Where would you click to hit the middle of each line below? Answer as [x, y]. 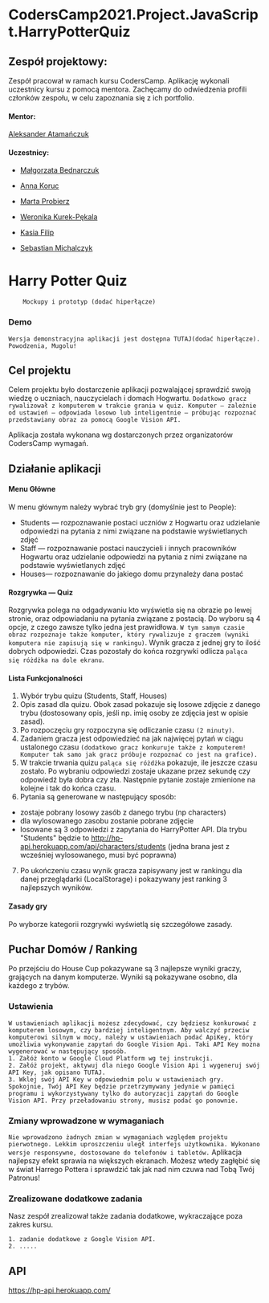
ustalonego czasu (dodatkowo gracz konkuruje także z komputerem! [133, 747]
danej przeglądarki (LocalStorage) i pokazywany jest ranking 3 [123, 879]
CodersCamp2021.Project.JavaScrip [133, 15]
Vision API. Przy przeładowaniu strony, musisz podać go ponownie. [124, 1101]
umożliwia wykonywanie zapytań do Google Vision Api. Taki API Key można [134, 1044]
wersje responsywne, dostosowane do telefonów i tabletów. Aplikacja [125, 1152]
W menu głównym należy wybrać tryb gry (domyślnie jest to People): [122, 507]
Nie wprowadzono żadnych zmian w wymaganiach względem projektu [118, 1138]
